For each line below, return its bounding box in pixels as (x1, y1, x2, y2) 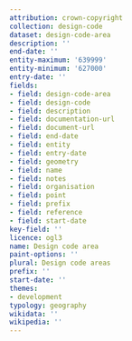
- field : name (9, 165, 63, 175)
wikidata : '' (9, 309, 59, 318)
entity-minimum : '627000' (9, 65, 107, 74)
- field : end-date (9, 132, 79, 141)
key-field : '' (9, 225, 63, 234)
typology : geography (9, 301, 88, 310)
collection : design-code (9, 22, 103, 31)
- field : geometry (9, 156, 79, 166)
